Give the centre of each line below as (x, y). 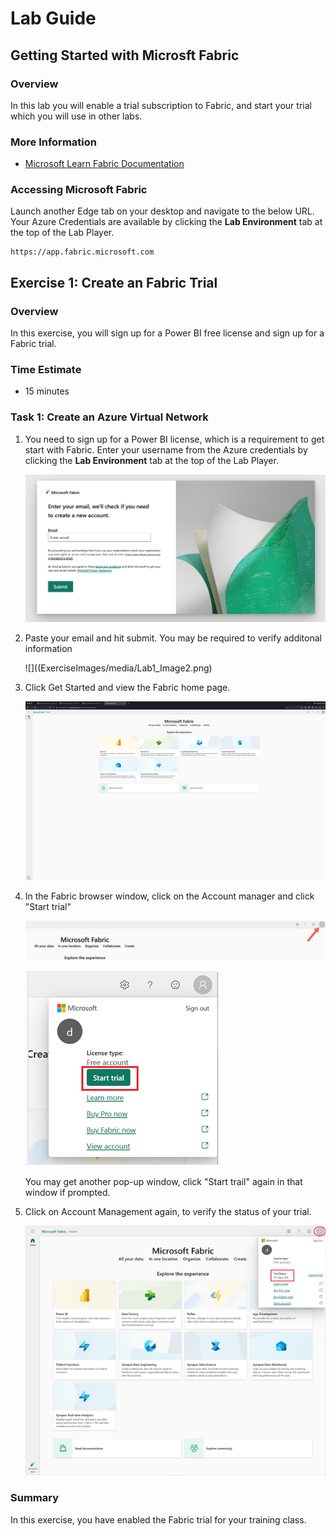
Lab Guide (53, 18)
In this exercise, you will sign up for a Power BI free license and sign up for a (167, 333)
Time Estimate (46, 370)
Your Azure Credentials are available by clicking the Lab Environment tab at (166, 222)
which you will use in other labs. (76, 116)
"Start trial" (48, 907)
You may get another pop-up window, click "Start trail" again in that (163, 1181)
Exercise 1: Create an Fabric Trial (114, 282)
